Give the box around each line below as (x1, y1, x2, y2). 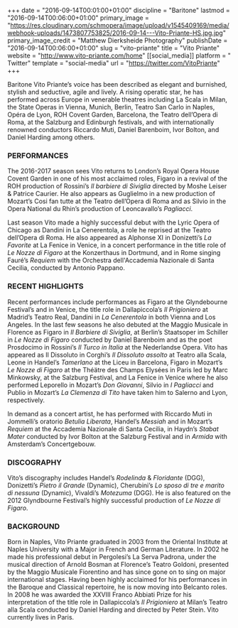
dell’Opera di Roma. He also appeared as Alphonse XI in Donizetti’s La (7, 234, 212, 242)
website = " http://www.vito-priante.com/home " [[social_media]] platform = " (7, 51, 231, 60)
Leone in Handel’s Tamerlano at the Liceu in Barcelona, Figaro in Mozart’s (7, 358, 223, 367)
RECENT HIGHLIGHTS (7, 281, 84, 291)
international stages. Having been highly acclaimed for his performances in (7, 575, 227, 584)
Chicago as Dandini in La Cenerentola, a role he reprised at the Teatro (7, 226, 212, 234)
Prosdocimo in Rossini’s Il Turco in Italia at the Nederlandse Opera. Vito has (7, 342, 228, 351)
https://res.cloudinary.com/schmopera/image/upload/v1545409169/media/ (10, 21, 229, 29)
